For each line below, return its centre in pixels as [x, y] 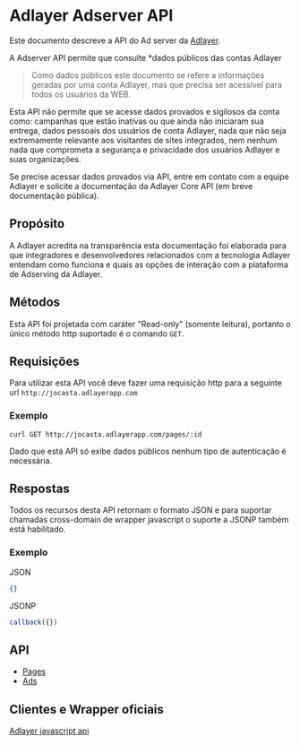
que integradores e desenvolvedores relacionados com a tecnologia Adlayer [150, 255]
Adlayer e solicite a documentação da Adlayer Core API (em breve [131, 186]
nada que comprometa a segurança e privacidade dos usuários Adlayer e [145, 150]
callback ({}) [34, 622]
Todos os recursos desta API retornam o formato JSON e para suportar [141, 510]
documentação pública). [55, 195]
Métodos [35, 303]
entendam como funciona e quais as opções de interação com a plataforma [149, 264]
